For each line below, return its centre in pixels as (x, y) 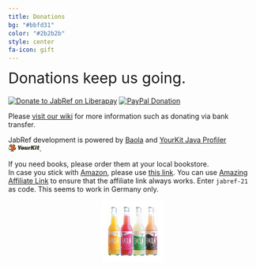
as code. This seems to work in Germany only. (84, 189)
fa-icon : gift (32, 50)
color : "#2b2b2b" (37, 33)
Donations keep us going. (97, 78)
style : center (32, 42)
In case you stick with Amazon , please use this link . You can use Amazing (128, 173)
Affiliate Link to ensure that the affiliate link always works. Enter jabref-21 (128, 181)
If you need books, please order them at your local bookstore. (109, 164)
